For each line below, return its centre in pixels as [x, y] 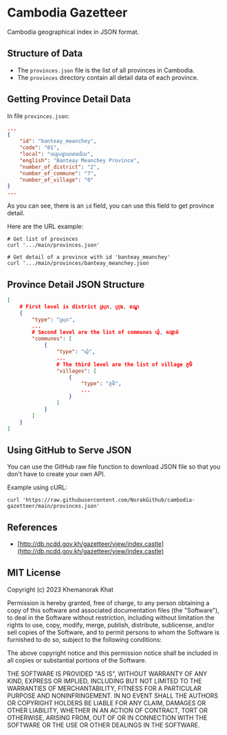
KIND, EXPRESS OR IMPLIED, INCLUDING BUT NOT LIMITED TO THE [105, 680]
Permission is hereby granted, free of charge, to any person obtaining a [108, 602]
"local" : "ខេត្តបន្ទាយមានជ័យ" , [57, 154]
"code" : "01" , [40, 148]
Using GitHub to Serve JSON [69, 450]
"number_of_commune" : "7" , [58, 173]
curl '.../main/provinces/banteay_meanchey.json [78, 264]
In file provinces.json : [39, 116]
